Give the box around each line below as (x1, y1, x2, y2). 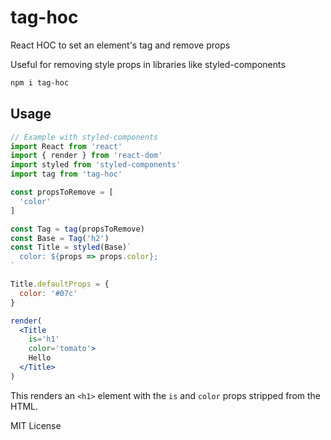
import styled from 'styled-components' (10, 160, 182, 170)
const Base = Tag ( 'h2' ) (10, 233, 110, 243)
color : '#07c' (19, 288, 78, 298)
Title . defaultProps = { (10, 279, 110, 289)
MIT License (10, 419, 62, 431)
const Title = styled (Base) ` (10, 242, 132, 253)
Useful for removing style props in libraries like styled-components (10, 58, 286, 70)
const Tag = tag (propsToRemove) (10, 224, 145, 234)
